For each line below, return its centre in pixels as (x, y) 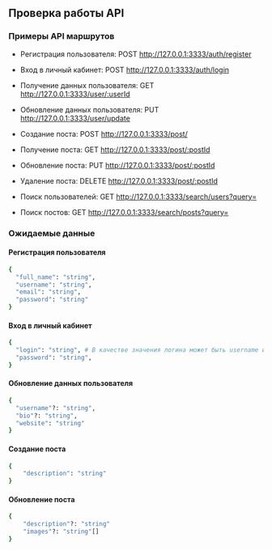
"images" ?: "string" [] (61, 532)
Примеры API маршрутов (62, 36)
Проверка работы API (66, 13)
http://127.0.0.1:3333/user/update (75, 118)
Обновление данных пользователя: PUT (89, 109)
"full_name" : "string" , (55, 277)
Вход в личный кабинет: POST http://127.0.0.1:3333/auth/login (124, 70)
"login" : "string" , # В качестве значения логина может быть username (137, 350)
